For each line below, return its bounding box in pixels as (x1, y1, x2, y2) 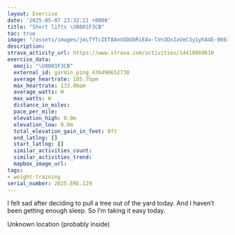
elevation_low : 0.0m (13, 121, 73, 128)
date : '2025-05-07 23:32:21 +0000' (7, 17, 111, 24)
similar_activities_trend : (13, 154, 92, 161)
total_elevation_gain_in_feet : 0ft (13, 128, 117, 135)
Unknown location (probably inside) (7, 220, 111, 229)
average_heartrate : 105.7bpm (13, 75, 99, 83)
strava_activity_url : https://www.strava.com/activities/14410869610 (7, 50, 215, 57)
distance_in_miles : (13, 102, 71, 109)
